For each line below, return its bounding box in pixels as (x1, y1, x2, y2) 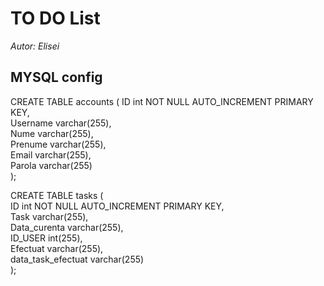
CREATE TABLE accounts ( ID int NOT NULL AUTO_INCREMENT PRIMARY (10, 95, 314, 107)
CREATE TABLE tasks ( (10, 189, 104, 201)
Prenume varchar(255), (10, 138, 107, 150)
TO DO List (10, 7, 101, 30)
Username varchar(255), (10, 117, 112, 129)
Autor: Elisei (10, 40, 60, 52)
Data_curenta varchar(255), (10, 221, 124, 233)
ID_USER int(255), (10, 232, 83, 244)
